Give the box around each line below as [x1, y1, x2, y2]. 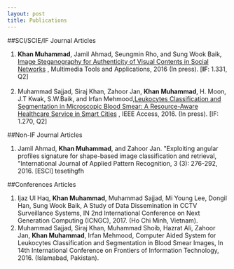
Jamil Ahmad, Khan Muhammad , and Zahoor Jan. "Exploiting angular [17, 144, 219, 152]
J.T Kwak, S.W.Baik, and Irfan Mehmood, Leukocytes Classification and [17, 94, 221, 103]
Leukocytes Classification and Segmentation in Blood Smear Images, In [17, 238, 223, 247]
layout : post [7, 10, 46, 18]
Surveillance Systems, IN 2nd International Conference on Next [17, 209, 200, 217]
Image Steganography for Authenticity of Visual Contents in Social [17, 57, 209, 65]
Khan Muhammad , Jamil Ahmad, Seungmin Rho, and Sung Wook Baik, [17, 50, 222, 58]
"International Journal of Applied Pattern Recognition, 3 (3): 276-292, [17, 159, 218, 167]
